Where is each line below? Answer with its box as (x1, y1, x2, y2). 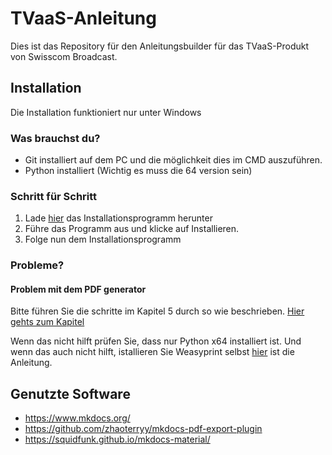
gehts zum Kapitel (10, 316, 85, 328)
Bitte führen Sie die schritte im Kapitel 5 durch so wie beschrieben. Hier (10, 305, 305, 317)
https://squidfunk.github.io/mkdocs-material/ (24, 433, 211, 446)
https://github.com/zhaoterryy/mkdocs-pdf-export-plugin (24, 423, 263, 435)
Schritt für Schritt (10, 189, 98, 203)
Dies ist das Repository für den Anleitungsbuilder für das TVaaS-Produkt (10, 40, 310, 52)
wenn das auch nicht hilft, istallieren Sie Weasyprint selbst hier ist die (10, 346, 295, 358)
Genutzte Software (10, 385, 131, 402)
